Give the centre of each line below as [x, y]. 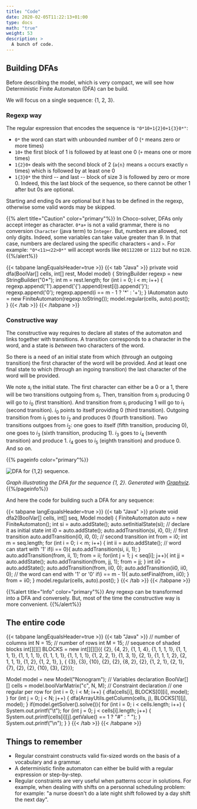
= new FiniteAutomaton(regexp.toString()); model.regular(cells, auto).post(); [98, 298]
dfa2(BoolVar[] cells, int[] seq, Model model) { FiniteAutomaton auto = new [96, 518]
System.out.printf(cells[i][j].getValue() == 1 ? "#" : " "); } [74, 717]
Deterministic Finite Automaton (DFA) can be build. [67, 88]
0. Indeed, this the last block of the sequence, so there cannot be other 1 [103, 183]
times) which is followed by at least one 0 [65, 171]
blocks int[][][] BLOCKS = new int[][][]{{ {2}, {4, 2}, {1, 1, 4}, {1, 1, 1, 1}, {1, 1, [96, 649]
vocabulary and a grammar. [48, 762]
